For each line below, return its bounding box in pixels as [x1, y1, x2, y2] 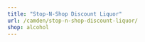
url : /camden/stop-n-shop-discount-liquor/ [7, 17, 139, 24]
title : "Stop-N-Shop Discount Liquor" [7, 10, 122, 18]
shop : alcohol [7, 23, 50, 31]
